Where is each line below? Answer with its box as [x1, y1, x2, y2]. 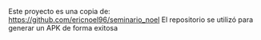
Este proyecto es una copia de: [8, 7, 110, 16]
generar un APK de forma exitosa [8, 24, 118, 32]
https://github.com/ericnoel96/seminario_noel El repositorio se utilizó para [8, 15, 254, 24]
